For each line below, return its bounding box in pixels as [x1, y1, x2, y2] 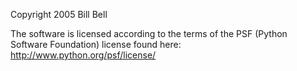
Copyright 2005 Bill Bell [10, 9, 108, 20]
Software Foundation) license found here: [10, 39, 182, 50]
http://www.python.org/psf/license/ [10, 49, 157, 61]
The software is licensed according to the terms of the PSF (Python [10, 28, 288, 39]
